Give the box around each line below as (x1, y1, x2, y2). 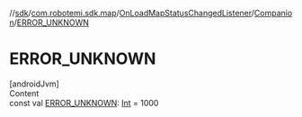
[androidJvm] (9, 78, 60, 89)
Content (9, 87, 40, 98)
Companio (253, 8, 293, 18)
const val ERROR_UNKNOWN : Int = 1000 (9, 97, 159, 108)
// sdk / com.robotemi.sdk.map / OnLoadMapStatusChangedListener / (9, 8, 254, 18)
